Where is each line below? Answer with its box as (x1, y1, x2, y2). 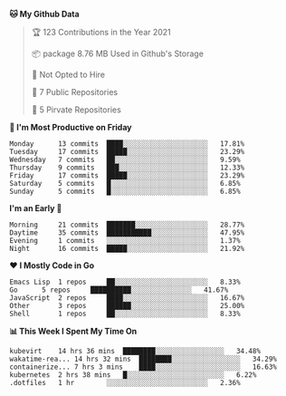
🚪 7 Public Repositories (31, 87, 119, 97)
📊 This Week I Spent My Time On (9, 326, 138, 336)
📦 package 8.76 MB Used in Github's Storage (31, 48, 204, 59)
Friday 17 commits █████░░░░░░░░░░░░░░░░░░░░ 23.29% (9, 171, 245, 180)
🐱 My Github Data (9, 9, 80, 19)
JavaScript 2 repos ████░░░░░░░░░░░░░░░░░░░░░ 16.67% (9, 294, 245, 303)
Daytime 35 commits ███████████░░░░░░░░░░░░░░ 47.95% (9, 228, 245, 237)
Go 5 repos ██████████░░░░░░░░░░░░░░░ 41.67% (9, 285, 229, 295)
